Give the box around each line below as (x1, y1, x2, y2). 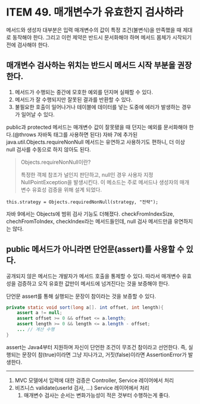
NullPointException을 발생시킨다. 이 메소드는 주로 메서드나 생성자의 (20, 178, 179, 185)
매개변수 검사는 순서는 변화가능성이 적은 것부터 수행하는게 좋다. (23, 391, 170, 399)
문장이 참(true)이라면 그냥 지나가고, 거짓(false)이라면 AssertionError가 (21, 351, 187, 358)
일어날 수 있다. (21, 111, 55, 118)
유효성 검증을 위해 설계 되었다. (32, 186, 102, 193)
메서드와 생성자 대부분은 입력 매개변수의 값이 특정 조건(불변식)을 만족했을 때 (6, 26, 182, 33)
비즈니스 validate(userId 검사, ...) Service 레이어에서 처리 (14, 384, 150, 391)
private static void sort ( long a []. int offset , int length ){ (6, 304, 164, 310)
